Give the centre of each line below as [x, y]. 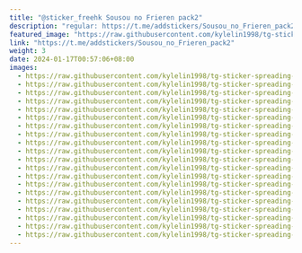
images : [24, 68]
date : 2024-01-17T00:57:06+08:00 [72, 59]
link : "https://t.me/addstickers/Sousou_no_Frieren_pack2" [122, 43]
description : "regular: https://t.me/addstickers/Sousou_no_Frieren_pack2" [154, 26]
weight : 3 [28, 51]
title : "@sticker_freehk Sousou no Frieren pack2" [106, 17]
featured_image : [40, 34]
